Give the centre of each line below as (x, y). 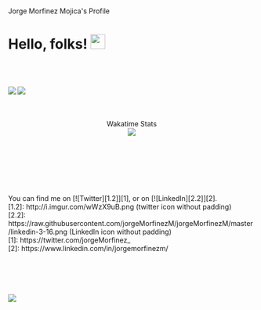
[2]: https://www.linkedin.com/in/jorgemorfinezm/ (88, 248)
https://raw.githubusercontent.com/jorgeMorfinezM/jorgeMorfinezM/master (130, 223)
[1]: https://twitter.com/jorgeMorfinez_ (69, 240)
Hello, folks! (48, 44)
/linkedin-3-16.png (38, 232)
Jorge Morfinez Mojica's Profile (59, 11)
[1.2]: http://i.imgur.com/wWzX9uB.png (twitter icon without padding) (120, 206)
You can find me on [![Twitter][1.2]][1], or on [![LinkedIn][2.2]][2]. (113, 198)
